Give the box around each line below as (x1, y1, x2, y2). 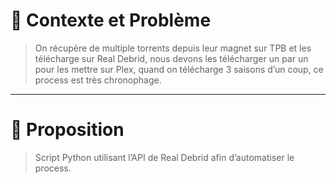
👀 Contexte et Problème (10, 9, 212, 32)
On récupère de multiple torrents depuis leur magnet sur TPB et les (34, 42, 312, 54)
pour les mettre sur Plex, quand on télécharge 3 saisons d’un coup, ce (34, 63, 324, 75)
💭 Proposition (10, 119, 125, 141)
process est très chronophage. (34, 74, 162, 86)
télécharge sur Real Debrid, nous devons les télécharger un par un (34, 52, 309, 64)
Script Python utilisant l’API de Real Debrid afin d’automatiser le (34, 151, 295, 163)
